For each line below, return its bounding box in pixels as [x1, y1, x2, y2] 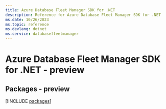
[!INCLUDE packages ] [5, 98, 52, 104]
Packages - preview [5, 84, 70, 93]
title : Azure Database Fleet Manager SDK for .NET [5, 7, 115, 13]
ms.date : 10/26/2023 [5, 17, 50, 22]
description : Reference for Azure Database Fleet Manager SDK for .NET [5, 12, 161, 17]
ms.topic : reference [5, 21, 50, 27]
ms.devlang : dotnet [5, 27, 47, 32]
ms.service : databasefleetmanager [5, 31, 79, 36]
